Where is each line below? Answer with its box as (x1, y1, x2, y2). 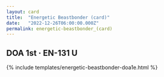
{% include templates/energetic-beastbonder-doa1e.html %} (6, 64, 158, 71)
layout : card (6, 8, 39, 15)
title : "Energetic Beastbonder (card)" (6, 14, 111, 20)
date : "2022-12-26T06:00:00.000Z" (6, 20, 99, 26)
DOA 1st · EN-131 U (6, 48, 78, 58)
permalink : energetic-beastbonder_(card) (6, 25, 113, 32)
